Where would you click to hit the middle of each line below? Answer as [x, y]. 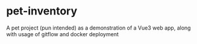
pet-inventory [42, 11]
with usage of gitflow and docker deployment [63, 34]
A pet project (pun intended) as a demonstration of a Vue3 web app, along [98, 28]
